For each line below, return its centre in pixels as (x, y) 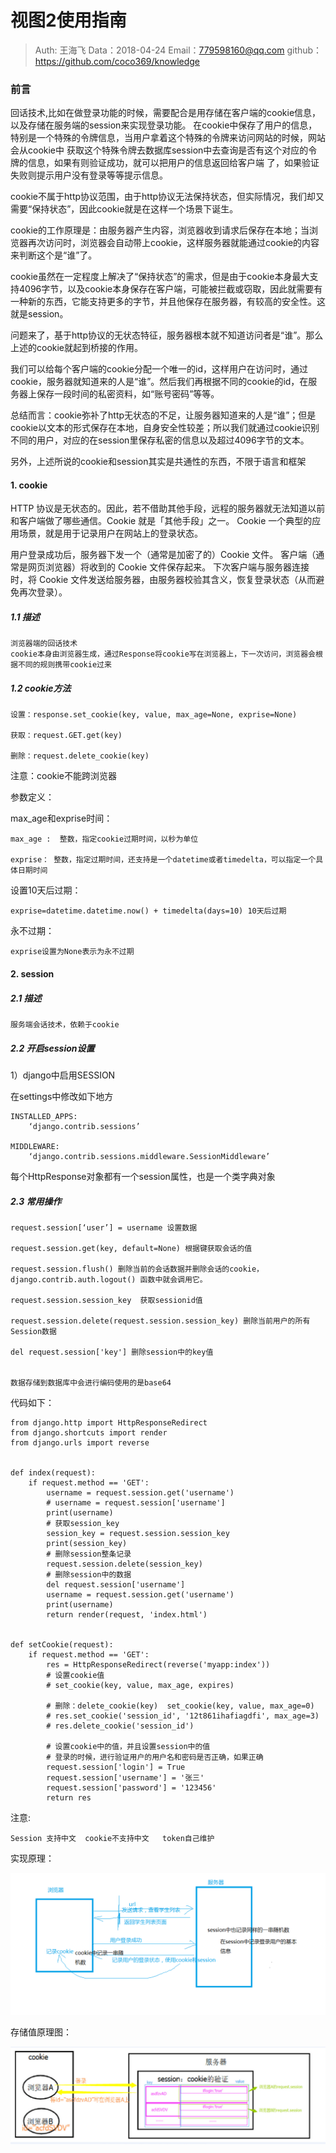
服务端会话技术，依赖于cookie (65, 1024)
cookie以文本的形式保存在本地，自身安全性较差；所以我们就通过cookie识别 (165, 428)
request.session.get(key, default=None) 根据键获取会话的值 (131, 1248)
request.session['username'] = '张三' (125, 1777)
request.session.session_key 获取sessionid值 (106, 1300)
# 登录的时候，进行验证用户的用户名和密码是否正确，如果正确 (155, 1757)
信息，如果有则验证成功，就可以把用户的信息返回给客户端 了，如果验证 (173, 163)
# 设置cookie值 (75, 1675)
